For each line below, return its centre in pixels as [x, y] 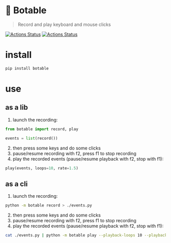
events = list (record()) [32, 138]
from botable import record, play [42, 129]
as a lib [17, 108]
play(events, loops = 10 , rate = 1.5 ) [42, 168]
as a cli [17, 184]
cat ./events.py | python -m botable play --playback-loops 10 [74, 235]
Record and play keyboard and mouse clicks [64, 24]
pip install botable [27, 68]
